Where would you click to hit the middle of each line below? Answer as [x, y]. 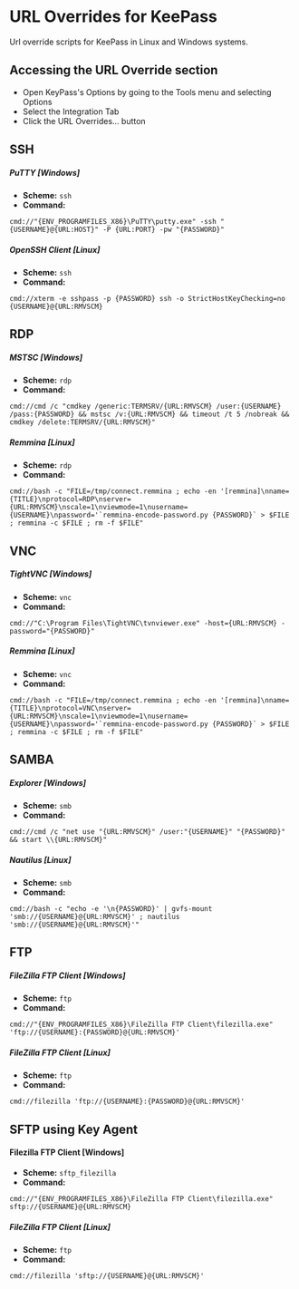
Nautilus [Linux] [40, 859]
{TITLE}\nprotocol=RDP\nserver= [70, 499]
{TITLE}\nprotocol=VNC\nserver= [70, 708]
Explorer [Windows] [48, 782]
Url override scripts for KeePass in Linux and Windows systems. [129, 42]
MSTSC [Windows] [46, 358]
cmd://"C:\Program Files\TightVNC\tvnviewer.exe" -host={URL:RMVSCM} [144, 623]
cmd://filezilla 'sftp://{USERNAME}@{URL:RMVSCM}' [107, 1275]
